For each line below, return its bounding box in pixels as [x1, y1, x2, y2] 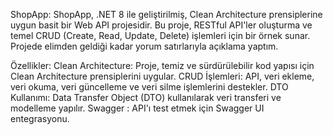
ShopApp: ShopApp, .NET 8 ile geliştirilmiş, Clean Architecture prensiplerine [10, 9, 323, 20]
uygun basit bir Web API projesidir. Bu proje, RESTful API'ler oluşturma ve [10, 19, 313, 31]
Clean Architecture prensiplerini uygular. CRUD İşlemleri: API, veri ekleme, [10, 70, 315, 82]
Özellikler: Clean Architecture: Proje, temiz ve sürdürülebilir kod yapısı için [10, 60, 315, 71]
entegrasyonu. [10, 113, 70, 124]
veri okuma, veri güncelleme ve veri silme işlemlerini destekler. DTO [10, 81, 289, 93]
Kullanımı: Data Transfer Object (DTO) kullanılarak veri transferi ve [10, 92, 282, 103]
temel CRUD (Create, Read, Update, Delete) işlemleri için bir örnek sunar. [10, 30, 311, 41]
